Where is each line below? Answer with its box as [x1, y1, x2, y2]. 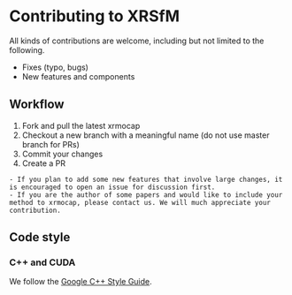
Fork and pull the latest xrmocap [21, 120, 141, 131]
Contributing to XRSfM [9, 6, 180, 26]
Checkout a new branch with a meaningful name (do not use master [21, 130, 270, 140]
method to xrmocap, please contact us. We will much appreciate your [9, 198, 272, 207]
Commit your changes [21, 148, 104, 159]
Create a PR [21, 157, 66, 169]
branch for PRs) [21, 139, 80, 149]
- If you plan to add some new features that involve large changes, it [9, 175, 283, 184]
